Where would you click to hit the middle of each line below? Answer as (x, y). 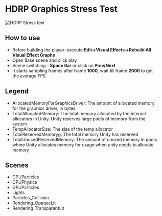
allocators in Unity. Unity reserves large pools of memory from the (79, 119)
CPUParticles (25, 177)
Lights (18, 192)
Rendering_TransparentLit (38, 208)
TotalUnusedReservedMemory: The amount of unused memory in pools (84, 139)
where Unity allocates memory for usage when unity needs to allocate (83, 144)
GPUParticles (25, 188)
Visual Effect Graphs (34, 55)
